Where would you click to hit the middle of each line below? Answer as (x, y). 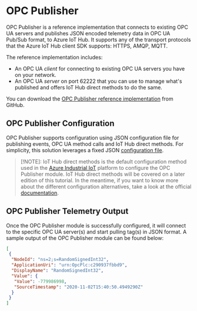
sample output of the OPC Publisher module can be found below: (85, 238)
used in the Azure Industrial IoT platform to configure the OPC (95, 168)
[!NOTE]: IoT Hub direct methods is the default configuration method (103, 161)
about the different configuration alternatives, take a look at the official (106, 186)
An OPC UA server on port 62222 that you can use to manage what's (98, 81)
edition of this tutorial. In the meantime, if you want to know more (99, 180)
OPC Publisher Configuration (60, 124)
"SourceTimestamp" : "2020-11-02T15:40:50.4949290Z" (79, 287)
